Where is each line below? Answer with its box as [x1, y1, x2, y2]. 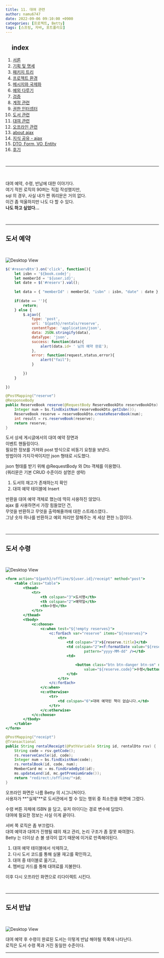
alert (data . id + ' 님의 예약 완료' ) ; [40, 344, 109, 349]
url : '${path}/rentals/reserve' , [31, 321, 99, 326]
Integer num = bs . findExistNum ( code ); [14, 757, 93, 762]
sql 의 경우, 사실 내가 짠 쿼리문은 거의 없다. [5, 192, 87, 198]
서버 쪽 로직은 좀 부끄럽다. [5, 822, 55, 828]
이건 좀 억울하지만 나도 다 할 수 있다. [5, 199, 74, 204]
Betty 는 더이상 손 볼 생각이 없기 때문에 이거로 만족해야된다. [5, 835, 119, 840]
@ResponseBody [5, 398, 35, 403]
